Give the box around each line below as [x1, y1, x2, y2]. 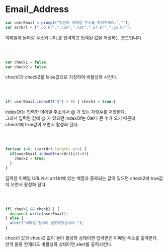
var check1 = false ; [5, 59, 49, 65]
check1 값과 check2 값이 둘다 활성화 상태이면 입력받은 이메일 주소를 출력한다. [5, 235, 158, 241]
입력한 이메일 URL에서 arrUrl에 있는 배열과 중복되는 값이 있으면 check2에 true [5, 175, 159, 181]
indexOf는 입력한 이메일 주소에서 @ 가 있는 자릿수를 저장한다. [5, 109, 127, 115]
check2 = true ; [14, 156, 46, 161]
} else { [5, 216, 24, 221]
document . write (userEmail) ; [10, 211, 69, 216]
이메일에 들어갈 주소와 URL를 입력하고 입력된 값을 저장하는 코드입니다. [5, 34, 143, 41]
